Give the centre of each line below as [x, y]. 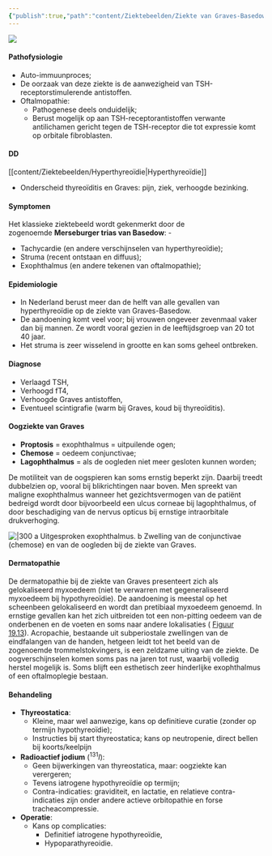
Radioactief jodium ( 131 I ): [62, 756]
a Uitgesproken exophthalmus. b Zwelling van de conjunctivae [137, 536]
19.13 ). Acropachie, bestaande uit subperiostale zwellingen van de [119, 633]
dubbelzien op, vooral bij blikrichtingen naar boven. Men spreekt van [123, 486]
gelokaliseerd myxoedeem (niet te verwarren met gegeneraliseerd [119, 590]
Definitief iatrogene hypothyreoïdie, [104, 834]
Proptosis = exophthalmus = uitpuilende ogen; [98, 444]
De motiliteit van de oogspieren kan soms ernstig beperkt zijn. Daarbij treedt [136, 477]
